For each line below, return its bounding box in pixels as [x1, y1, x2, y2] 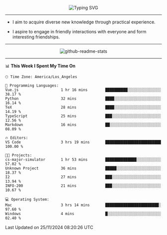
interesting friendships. [12, 34, 60, 40]
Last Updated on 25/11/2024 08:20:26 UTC [5, 225, 93, 230]
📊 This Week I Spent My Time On [5, 63, 76, 69]
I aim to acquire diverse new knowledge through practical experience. [12, 19, 156, 25]
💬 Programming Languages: [5, 83, 59, 88]
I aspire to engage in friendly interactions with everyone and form [12, 29, 147, 34]
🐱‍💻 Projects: [5, 153, 32, 158]
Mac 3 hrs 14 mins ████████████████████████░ [5, 203, 162, 208]
